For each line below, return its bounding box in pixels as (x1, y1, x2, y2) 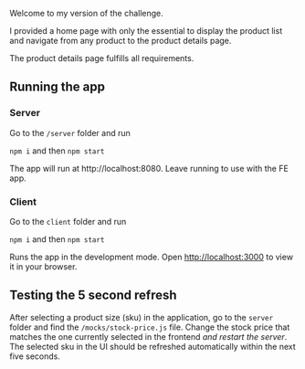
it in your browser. (9, 260, 78, 272)
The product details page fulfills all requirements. (9, 53, 195, 63)
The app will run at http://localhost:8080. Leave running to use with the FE (9, 163, 289, 174)
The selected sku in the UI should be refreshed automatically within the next (9, 341, 297, 352)
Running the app (9, 79, 105, 95)
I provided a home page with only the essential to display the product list (9, 26, 283, 36)
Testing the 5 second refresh (9, 288, 177, 303)
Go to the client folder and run (9, 216, 127, 227)
